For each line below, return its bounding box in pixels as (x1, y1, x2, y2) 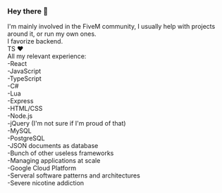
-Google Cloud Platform (7, 164, 76, 173)
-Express (7, 97, 34, 105)
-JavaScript (7, 67, 42, 76)
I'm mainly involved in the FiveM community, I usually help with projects (7, 22, 216, 31)
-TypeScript (7, 74, 42, 83)
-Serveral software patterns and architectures (7, 171, 141, 180)
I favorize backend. (7, 37, 63, 46)
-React (7, 60, 27, 68)
